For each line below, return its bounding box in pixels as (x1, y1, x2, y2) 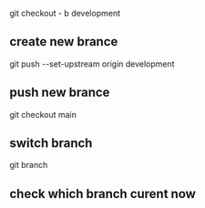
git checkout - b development (9, 8, 121, 18)
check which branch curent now (9, 186, 196, 202)
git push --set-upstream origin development (9, 58, 175, 69)
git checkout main (9, 109, 77, 120)
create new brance (9, 34, 118, 49)
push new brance (9, 85, 110, 100)
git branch (9, 160, 48, 171)
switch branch (9, 136, 93, 151)
